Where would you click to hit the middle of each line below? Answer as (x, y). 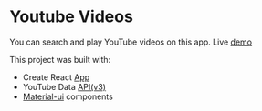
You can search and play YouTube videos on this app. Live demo (131, 42)
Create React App (56, 77)
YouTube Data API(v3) (64, 86)
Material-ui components (68, 96)
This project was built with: (60, 59)
